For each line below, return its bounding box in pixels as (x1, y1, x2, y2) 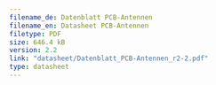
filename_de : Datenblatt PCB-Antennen (9, 12, 153, 22)
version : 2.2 (9, 46, 58, 55)
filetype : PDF (9, 29, 62, 38)
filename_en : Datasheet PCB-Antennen (9, 21, 149, 30)
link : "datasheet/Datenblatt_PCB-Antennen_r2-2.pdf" (9, 54, 209, 63)
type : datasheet (9, 63, 69, 72)
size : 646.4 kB (9, 37, 66, 47)
